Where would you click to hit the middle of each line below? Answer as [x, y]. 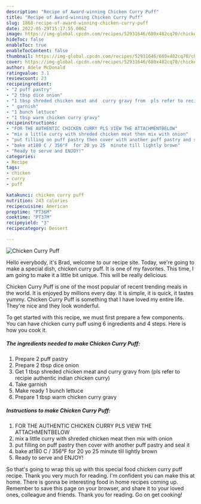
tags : [13, 168]
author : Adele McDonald [36, 67]
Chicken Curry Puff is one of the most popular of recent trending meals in [97, 286]
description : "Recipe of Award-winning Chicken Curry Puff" [83, 12]
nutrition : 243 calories [37, 201]
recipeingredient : [29, 84]
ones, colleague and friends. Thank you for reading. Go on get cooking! [94, 494]
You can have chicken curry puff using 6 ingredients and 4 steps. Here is [96, 323]
